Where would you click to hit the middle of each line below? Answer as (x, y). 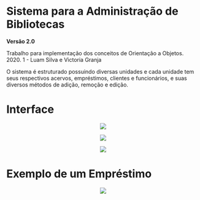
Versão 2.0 (21, 41)
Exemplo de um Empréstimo (79, 174)
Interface (30, 110)
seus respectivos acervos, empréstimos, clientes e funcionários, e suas (97, 78)
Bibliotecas (36, 24)
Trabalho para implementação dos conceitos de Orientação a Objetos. (95, 53)
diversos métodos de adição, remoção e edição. (67, 85)
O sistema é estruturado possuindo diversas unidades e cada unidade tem (100, 71)
